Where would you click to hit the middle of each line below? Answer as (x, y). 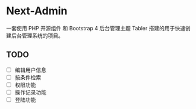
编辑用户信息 (30, 70)
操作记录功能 (30, 92)
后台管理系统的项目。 (37, 35)
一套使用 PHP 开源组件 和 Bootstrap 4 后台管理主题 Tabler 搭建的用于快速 (96, 28)
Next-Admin (37, 11)
